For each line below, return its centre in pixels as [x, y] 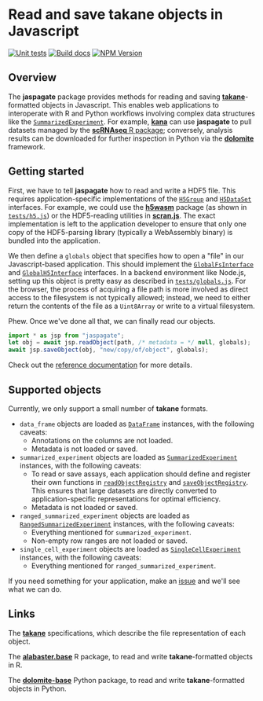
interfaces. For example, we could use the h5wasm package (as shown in [128, 207]
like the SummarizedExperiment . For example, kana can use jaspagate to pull [130, 121]
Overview [33, 77]
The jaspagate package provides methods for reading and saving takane [127, 97]
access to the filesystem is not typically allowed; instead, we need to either [130, 297]
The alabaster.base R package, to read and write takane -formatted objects [131, 656]
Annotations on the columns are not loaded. [102, 440]
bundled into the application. [54, 240]
